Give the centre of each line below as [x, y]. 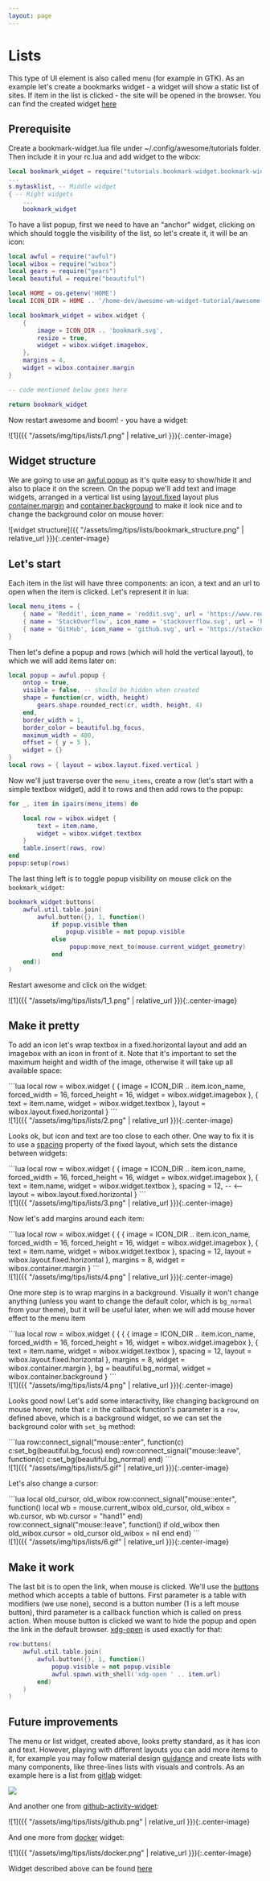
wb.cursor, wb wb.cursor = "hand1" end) [76, 1516]
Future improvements [63, 1722]
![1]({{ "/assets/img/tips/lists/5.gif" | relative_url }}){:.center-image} [119, 1468]
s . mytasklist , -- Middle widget [62, 187]
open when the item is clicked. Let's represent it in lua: [98, 592]
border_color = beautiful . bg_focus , [84, 727]
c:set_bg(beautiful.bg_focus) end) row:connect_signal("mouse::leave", [125, 1451]
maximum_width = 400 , [59, 735]
